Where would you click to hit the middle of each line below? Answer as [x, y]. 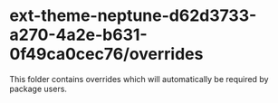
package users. [38, 89]
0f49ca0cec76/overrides [106, 54]
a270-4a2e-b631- [78, 35]
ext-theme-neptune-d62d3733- [133, 16]
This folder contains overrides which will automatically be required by [139, 79]
